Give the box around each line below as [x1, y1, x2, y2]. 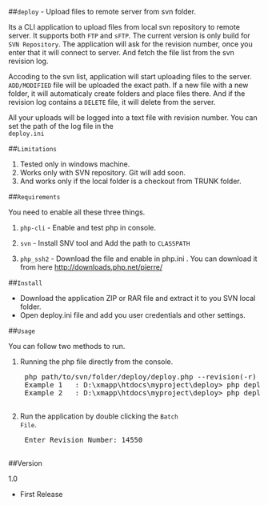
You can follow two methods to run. [8, 342, 126, 351]
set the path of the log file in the [8, 122, 114, 130]
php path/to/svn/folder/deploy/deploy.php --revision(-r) [24, 372, 257, 381]
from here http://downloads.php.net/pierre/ [19, 263, 162, 271]
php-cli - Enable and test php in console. [19, 223, 156, 232]
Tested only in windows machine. [19, 159, 130, 169]
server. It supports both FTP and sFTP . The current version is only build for [8, 31, 250, 40]
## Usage [8, 326, 36, 335]
